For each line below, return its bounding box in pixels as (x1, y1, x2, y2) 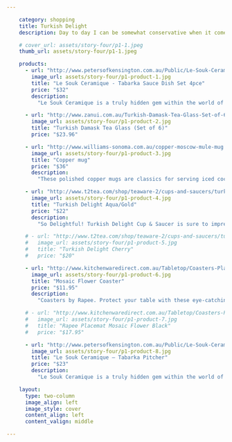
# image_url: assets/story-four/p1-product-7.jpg (24, 316, 177, 323)
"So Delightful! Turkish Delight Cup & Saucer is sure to (37, 220, 208, 227)
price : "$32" (31, 86, 69, 94)
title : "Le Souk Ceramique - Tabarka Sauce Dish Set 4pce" (31, 80, 206, 87)
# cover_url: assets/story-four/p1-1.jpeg (19, 42, 143, 48)
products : (19, 60, 48, 68)
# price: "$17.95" (24, 328, 84, 336)
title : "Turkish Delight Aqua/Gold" (31, 201, 137, 208)
